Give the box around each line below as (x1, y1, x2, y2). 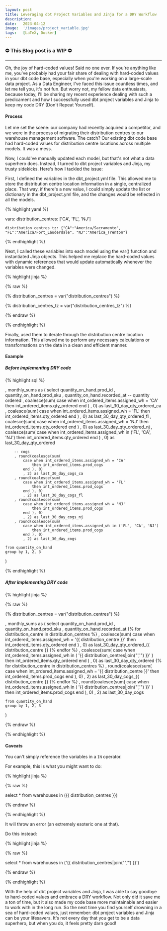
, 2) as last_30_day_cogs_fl (23, 493, 83, 498)
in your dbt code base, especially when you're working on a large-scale (5, 76, 152, 82)
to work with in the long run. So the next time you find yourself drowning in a (5, 905, 162, 911)
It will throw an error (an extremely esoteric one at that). (5, 821, 120, 827)
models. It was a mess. (5, 145, 52, 152)
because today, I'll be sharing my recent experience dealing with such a (5, 92, 153, 97)
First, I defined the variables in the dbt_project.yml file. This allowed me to (5, 175, 157, 182)
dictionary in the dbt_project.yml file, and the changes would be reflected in (5, 191, 160, 197)
